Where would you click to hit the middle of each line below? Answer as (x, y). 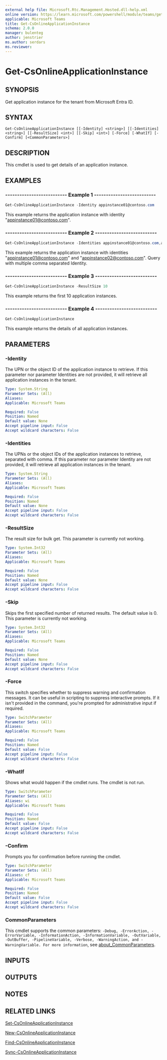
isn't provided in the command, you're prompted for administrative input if (81, 703)
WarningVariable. (23, 945)
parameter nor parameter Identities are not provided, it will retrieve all (76, 375)
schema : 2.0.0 (20, 28)
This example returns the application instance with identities (67, 253)
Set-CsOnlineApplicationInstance (39, 1023)
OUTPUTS (21, 977)
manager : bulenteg (24, 33)
